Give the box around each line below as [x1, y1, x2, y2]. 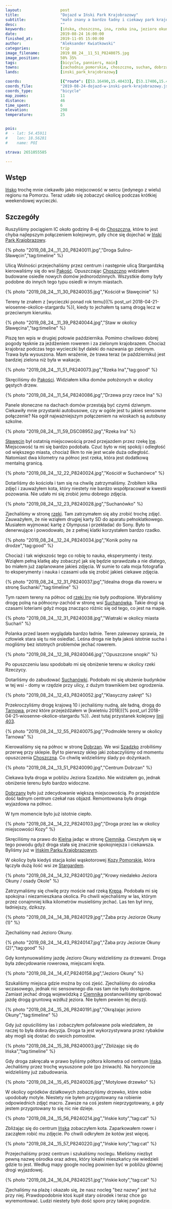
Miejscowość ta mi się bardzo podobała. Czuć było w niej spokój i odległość [5, 444, 166, 450]
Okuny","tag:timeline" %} [5, 1012, 58, 1018]
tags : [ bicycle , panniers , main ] [5, 60, 118, 65]
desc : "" [5, 22, 66, 27]
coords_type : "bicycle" [5, 88, 81, 93]
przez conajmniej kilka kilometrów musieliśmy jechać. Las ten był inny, [5, 899, 154, 905]
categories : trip [5, 46, 70, 51]
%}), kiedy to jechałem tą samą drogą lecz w [66, 304, 161, 310]
